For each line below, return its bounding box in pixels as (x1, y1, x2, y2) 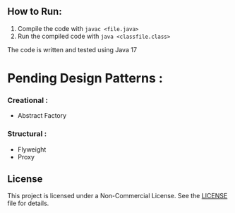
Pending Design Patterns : (7, 71, 164, 86)
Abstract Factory (17, 111, 67, 120)
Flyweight (17, 145, 47, 154)
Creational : (7, 95, 48, 105)
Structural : (7, 129, 47, 139)
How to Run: (7, 6, 62, 18)
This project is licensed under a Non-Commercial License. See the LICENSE (7, 192, 228, 200)
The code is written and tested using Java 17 (7, 45, 138, 54)
